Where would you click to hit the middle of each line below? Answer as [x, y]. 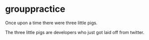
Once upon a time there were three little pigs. [51, 23]
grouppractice [35, 9]
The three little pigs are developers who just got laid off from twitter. [75, 32]
